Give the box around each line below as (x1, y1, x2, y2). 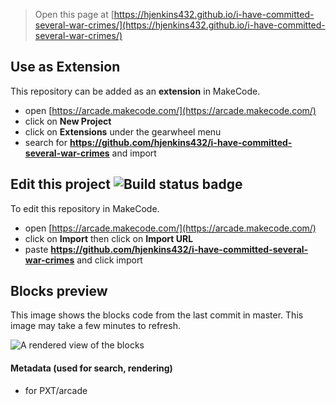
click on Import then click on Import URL (24, 232, 194, 244)
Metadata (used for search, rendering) (10, 362, 173, 374)
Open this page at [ (34, 9, 115, 20)
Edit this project (10, 176, 111, 193)
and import (111, 147, 157, 159)
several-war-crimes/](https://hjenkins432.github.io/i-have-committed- (34, 19, 326, 31)
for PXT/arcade (24, 384, 88, 396)
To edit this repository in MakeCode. (10, 202, 160, 214)
